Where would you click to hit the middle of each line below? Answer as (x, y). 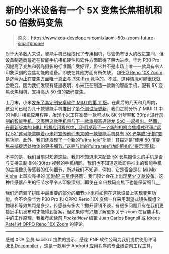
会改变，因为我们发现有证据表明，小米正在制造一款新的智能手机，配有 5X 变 (84, 85)
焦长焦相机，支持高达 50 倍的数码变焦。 (47, 92)
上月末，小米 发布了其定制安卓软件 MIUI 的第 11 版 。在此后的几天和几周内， (82, 102)
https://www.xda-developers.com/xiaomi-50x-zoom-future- (93, 38)
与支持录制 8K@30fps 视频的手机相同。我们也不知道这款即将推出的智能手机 (84, 163)
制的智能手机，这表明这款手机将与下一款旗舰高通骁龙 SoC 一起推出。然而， (83, 121)
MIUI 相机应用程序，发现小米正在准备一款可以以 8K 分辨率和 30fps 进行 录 (87, 115)
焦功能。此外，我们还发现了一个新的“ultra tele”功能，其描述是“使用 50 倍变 (83, 140)
